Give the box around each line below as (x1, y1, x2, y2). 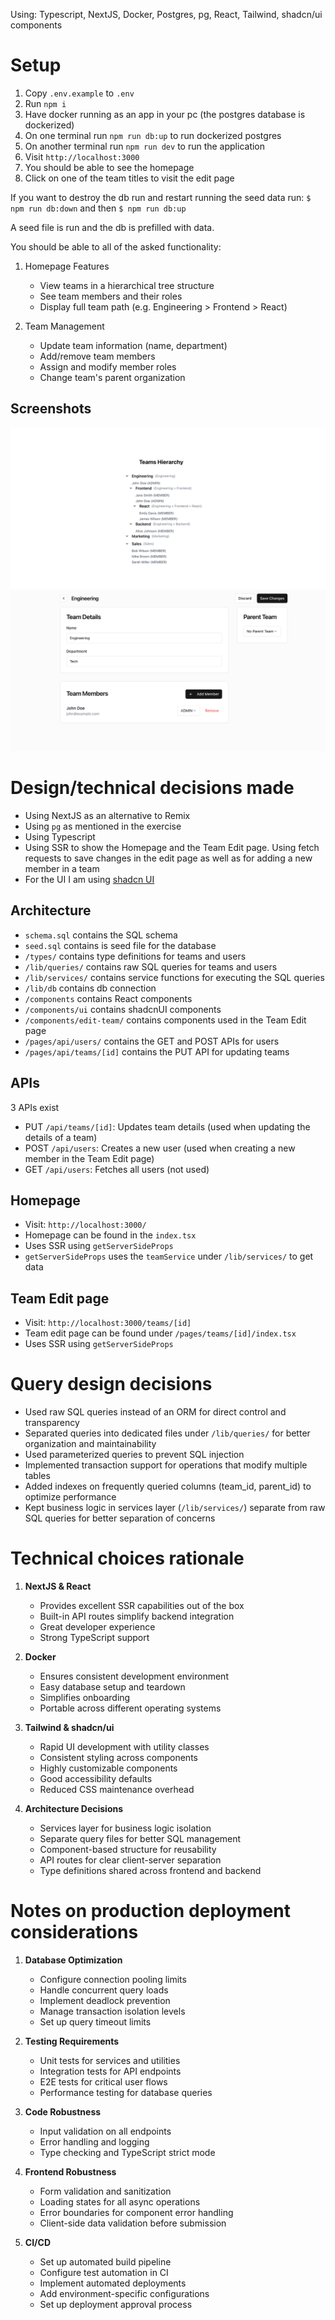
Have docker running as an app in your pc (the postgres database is (24, 108, 306, 120)
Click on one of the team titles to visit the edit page (24, 172, 235, 184)
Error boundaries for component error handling (39, 2207, 234, 2219)
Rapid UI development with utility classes (39, 1741, 210, 1753)
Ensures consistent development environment (39, 1670, 229, 1683)
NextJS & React (24, 1580, 92, 1593)
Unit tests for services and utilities (39, 2055, 181, 2067)
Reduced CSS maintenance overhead (39, 1784, 195, 1796)
